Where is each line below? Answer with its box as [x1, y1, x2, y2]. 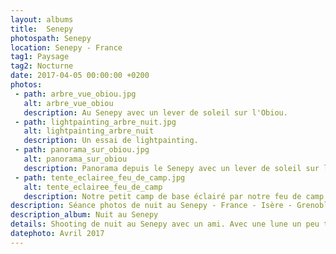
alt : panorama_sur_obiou [23, 154, 128, 164]
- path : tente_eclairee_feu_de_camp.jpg [14, 172, 186, 183]
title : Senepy [10, 24, 74, 34]
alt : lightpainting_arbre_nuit [23, 126, 155, 136]
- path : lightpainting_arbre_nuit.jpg [14, 117, 177, 127]
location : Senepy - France [10, 42, 123, 53]
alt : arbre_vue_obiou [23, 98, 114, 108]
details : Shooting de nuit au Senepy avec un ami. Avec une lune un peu [10, 219, 320, 230]
